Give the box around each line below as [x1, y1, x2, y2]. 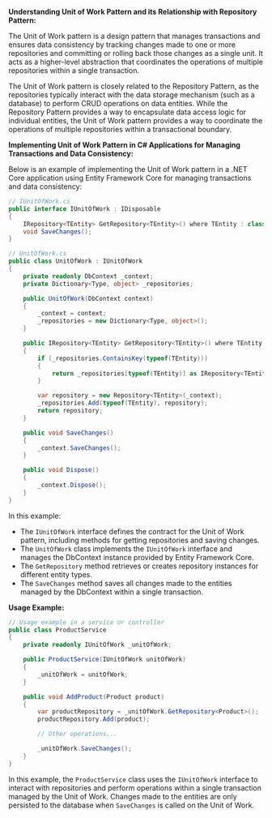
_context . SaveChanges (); [37, 443, 121, 452]
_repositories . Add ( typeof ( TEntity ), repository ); [37, 399, 208, 408]
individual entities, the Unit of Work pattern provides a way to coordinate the [8, 116, 263, 125]
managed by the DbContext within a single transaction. [19, 587, 204, 597]
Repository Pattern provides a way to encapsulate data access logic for [8, 107, 247, 117]
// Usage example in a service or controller [8, 618, 164, 627]
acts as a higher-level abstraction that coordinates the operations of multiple [8, 57, 263, 66]
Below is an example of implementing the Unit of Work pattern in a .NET [8, 165, 249, 173]
